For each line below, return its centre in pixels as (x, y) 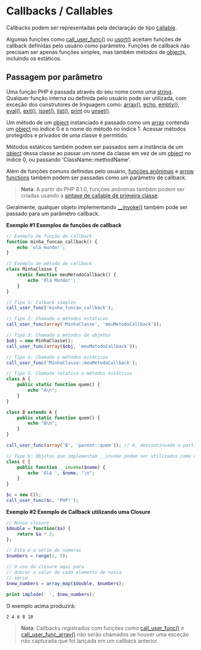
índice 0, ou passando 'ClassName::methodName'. (68, 160)
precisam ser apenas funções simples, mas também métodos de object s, (96, 52)
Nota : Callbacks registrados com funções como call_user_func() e (102, 628)
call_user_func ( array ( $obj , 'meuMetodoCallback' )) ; (72, 346)
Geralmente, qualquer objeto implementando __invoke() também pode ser (97, 207)
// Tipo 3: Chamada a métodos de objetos (59, 335)
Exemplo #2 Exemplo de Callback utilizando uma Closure (78, 511)
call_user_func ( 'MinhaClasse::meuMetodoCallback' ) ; (72, 363)
